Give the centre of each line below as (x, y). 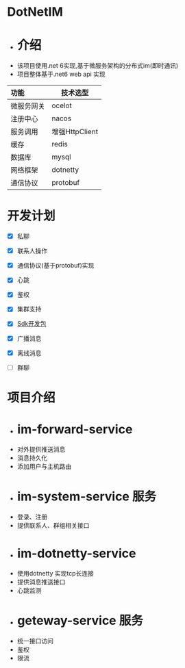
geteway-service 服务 (80, 620)
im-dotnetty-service (76, 553)
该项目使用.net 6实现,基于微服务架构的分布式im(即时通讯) (98, 66)
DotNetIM (35, 12)
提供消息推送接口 (41, 582)
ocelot (62, 105)
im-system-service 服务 (86, 496)
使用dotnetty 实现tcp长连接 (56, 573)
